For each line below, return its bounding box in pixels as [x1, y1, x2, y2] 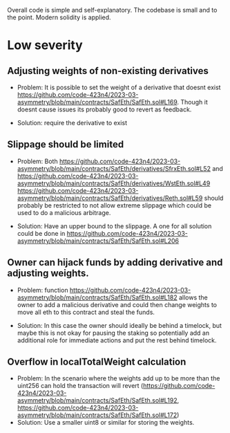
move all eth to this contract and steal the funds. [17, 308, 155, 316]
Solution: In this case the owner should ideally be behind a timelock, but [17, 321, 222, 329]
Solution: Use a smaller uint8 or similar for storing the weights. [17, 418, 195, 427]
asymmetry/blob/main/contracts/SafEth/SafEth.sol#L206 [17, 237, 180, 245]
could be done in [17, 229, 66, 237]
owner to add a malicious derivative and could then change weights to [17, 300, 218, 308]
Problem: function [17, 286, 68, 294]
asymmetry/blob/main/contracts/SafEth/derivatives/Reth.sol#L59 [17, 194, 203, 202]
